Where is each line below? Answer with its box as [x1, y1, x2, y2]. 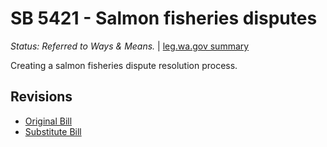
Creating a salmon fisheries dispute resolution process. [10, 59, 238, 71]
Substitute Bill [24, 125, 82, 137]
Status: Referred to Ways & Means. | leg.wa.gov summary [10, 40, 250, 52]
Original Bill [24, 115, 73, 127]
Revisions [10, 88, 73, 106]
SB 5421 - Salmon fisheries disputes [10, 7, 318, 30]
